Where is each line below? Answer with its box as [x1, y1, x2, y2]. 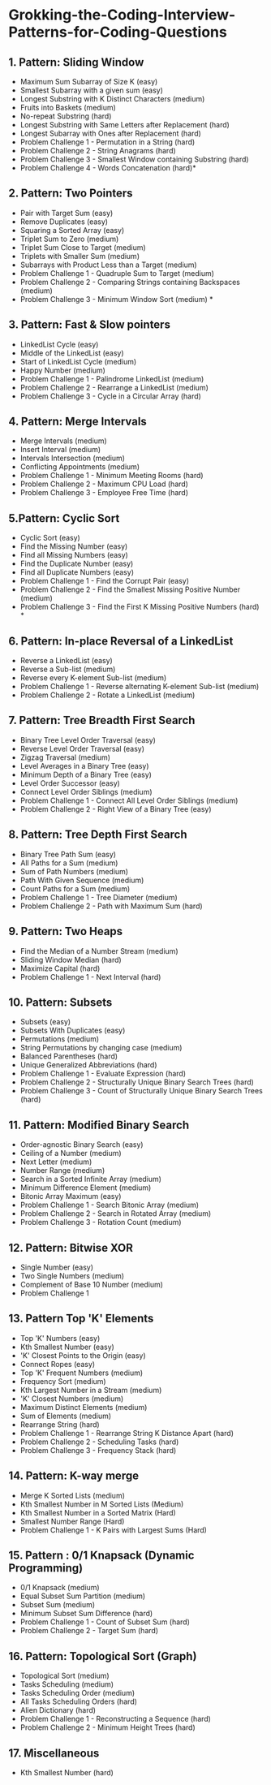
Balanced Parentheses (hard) [19, 1051, 118, 1061]
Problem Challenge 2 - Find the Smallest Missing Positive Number [19, 584, 241, 594]
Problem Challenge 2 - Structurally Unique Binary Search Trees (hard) [19, 1077, 254, 1087]
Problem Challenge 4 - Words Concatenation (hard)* [19, 163, 196, 172]
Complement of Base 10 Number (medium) [19, 1279, 164, 1289]
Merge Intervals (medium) [19, 436, 107, 446]
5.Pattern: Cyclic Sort [8, 511, 120, 525]
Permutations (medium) [19, 1034, 100, 1044]
